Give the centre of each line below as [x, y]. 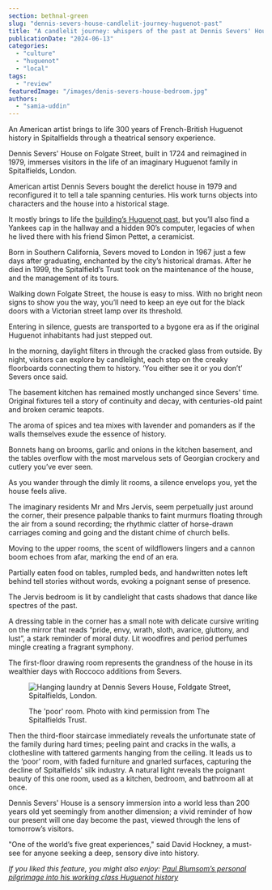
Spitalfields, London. [42, 171]
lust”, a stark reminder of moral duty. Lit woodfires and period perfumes [128, 639]
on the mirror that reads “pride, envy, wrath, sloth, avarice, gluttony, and [129, 630]
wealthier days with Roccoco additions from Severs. [95, 671]
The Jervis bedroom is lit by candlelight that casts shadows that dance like [133, 597]
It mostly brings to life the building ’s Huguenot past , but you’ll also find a [129, 219]
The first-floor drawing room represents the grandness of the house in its [131, 663]
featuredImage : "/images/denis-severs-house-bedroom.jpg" [108, 91]
